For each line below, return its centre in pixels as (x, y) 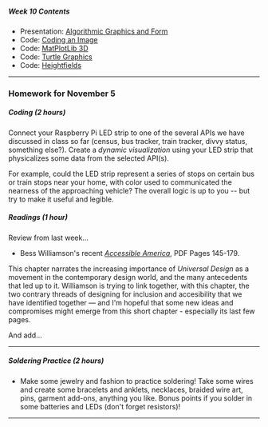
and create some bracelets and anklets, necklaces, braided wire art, (131, 389)
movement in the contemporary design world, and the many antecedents (128, 277)
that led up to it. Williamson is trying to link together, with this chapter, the (129, 285)
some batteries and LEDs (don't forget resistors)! (100, 406)
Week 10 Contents (39, 11)
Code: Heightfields (51, 65)
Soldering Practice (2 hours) (56, 361)
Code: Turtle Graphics (56, 57)
